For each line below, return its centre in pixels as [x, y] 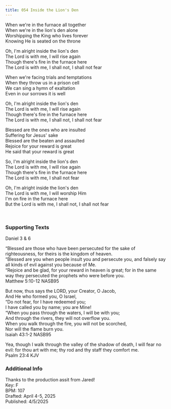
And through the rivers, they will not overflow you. [58, 318]
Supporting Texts [27, 227]
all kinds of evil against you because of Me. [51, 264]
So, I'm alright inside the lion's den [42, 161]
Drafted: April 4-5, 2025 [31, 396]
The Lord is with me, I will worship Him [46, 193]
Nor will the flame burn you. [34, 329]
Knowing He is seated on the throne [43, 41]
